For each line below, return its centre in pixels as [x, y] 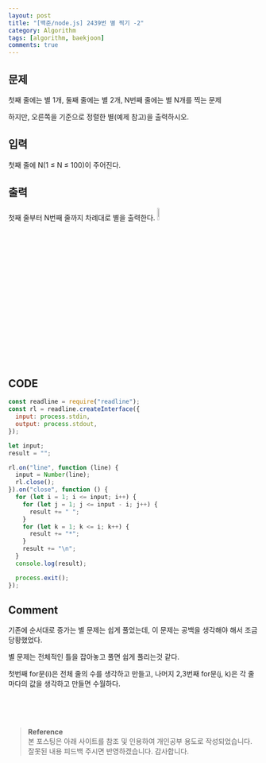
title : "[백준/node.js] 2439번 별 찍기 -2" [76, 23]
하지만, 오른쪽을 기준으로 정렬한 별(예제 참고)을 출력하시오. [98, 117]
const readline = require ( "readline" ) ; [74, 402]
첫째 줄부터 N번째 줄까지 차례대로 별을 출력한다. [82, 217]
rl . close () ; [35, 482]
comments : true [33, 45]
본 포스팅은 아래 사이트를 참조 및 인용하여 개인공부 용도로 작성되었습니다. [140, 742]
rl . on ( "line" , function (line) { [64, 467]
